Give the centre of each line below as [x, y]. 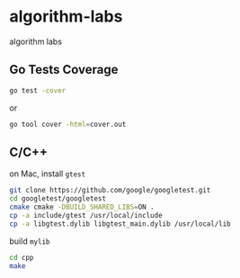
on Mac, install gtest [48, 174]
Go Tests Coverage [64, 70]
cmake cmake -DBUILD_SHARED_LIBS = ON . [82, 207]
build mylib [30, 241]
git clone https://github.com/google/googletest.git [110, 191]
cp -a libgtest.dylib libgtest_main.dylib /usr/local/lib [120, 224]
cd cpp [22, 257]
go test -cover [38, 90]
